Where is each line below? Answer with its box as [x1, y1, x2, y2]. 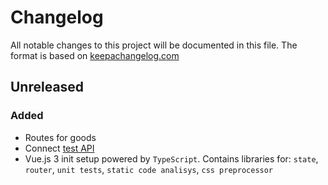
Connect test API [24, 142, 95, 154]
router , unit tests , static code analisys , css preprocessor [24, 163, 274, 175]
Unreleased [10, 79, 85, 96]
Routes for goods [24, 131, 97, 143]
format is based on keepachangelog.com [10, 49, 180, 61]
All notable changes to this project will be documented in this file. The [10, 39, 298, 51]
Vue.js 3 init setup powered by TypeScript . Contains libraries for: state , [24, 152, 319, 165]
